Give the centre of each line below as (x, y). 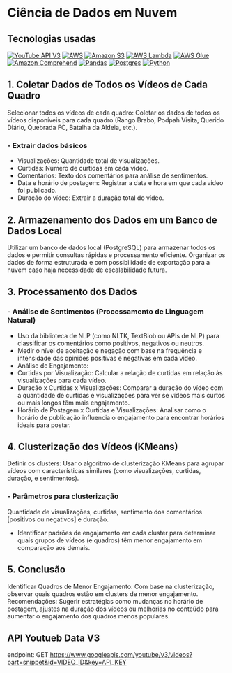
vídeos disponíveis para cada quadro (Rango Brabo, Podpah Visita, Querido (116, 120)
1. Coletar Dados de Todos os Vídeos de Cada (107, 85)
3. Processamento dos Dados (72, 292)
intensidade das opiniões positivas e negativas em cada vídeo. (107, 358)
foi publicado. (37, 191)
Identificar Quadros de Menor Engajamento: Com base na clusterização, (111, 586)
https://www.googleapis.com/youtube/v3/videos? (121, 655)
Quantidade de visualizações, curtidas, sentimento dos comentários (105, 512)
